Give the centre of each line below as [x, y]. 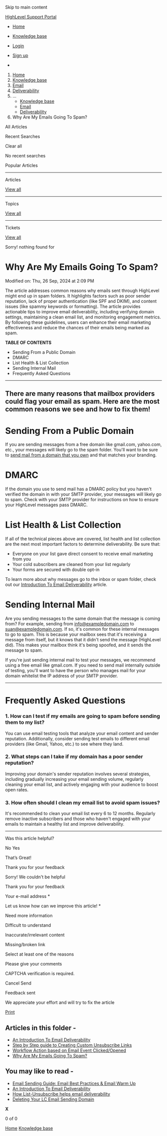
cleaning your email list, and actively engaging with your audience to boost [82, 784]
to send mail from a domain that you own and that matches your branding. [81, 455]
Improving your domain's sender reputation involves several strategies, [78, 774]
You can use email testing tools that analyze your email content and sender [82, 733]
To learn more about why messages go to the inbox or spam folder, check [81, 579]
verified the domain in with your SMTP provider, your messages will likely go [83, 494]
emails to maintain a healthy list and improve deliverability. [65, 824]
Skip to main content [26, 7]
